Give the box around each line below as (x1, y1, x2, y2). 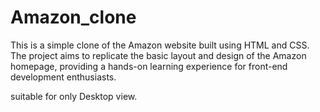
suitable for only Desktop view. (10, 90, 138, 102)
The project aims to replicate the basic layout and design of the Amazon (10, 49, 307, 61)
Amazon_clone (10, 6, 137, 29)
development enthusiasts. (10, 71, 117, 83)
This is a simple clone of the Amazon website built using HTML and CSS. (10, 39, 310, 51)
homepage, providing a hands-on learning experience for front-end (10, 60, 288, 72)
